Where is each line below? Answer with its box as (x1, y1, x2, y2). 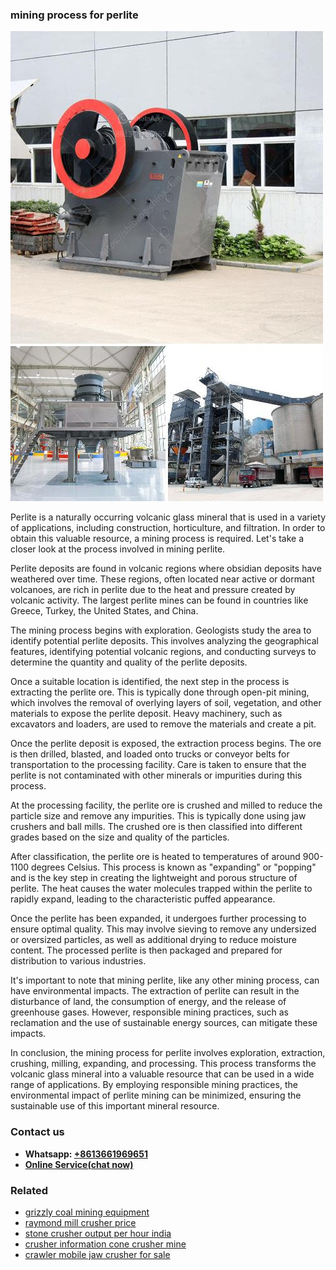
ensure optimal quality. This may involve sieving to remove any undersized (10, 923, 317, 935)
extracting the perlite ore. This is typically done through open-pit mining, (10, 686, 310, 698)
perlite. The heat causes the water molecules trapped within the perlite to (10, 883, 313, 895)
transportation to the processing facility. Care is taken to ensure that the (10, 759, 307, 771)
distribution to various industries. (10, 955, 147, 967)
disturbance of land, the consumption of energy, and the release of (10, 996, 287, 1008)
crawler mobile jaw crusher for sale (24, 1248, 171, 1260)
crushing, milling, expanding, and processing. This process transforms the (10, 1058, 317, 1070)
